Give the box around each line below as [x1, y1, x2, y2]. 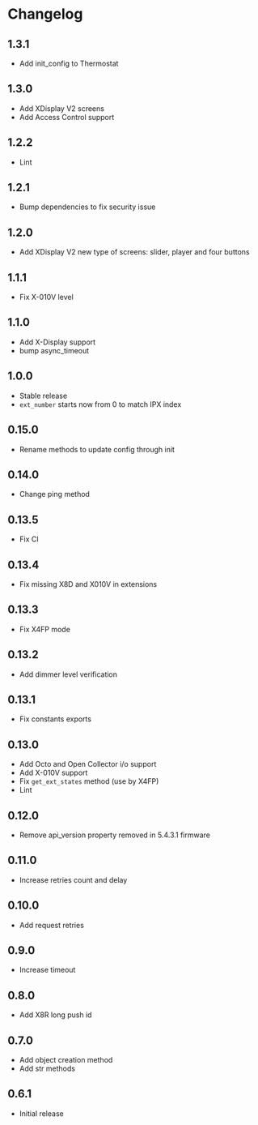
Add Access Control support [19, 112, 115, 122]
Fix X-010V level [19, 293, 74, 302]
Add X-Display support [19, 337, 96, 347]
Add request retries [19, 920, 84, 930]
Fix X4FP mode [19, 624, 70, 634]
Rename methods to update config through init [19, 444, 176, 454]
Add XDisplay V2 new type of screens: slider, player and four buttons [19, 247, 250, 257]
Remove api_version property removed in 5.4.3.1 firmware [19, 830, 211, 840]
